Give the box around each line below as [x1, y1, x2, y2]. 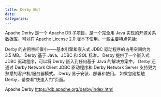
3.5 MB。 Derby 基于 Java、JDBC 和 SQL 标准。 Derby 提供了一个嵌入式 [5, 52, 150, 58]
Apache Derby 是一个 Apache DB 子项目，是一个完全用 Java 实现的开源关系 [5, 30, 156, 36]
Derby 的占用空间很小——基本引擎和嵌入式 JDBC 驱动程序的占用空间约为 [5, 47, 151, 52]
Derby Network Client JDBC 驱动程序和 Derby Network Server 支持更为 [14, 65, 157, 70]
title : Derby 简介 [5, 7, 41, 12]
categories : [5, 16, 29, 21]
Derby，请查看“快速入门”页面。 [5, 77, 68, 82]
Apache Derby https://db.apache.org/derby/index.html [5, 86, 114, 92]
